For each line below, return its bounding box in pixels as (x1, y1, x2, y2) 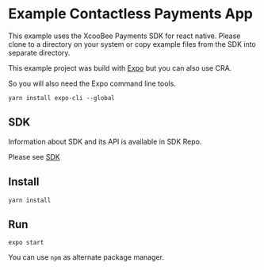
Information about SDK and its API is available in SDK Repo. (8, 137, 202, 146)
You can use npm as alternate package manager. (8, 253, 165, 262)
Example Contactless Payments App (8, 5, 254, 23)
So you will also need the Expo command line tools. (8, 79, 176, 88)
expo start (8, 239, 44, 247)
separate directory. (8, 48, 71, 57)
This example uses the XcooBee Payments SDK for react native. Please (8, 31, 241, 40)
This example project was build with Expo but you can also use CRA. (8, 63, 232, 72)
